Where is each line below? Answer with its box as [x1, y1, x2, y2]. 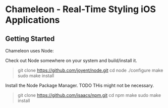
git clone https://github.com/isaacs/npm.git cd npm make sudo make [17, 92, 161, 98]
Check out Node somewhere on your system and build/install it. [5, 58, 137, 64]
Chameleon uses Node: [5, 48, 54, 53]
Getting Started [5, 34, 55, 43]
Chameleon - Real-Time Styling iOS [5, 4, 156, 15]
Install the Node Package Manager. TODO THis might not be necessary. [5, 82, 154, 88]
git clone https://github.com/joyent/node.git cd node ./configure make [17, 67, 163, 73]
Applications [5, 14, 60, 26]
